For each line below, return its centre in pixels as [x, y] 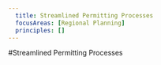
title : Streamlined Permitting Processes [84, 15]
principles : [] [40, 30]
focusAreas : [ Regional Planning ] [70, 23]
